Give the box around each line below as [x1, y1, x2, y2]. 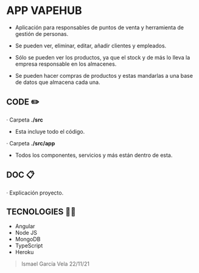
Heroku [15, 249, 34, 256]
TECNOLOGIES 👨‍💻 [6, 206, 76, 216]
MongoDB [15, 235, 41, 243]
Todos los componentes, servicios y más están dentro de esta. [15, 151, 173, 159]
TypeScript [15, 242, 43, 249]
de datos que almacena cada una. [15, 78, 100, 86]
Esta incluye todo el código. [15, 128, 85, 135]
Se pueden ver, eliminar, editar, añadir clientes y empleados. [15, 42, 167, 49]
